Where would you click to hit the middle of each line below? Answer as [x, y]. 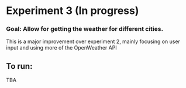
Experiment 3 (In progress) [73, 11]
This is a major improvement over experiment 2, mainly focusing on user [93, 41]
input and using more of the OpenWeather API [61, 48]
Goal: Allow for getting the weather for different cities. [85, 29]
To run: [19, 66]
